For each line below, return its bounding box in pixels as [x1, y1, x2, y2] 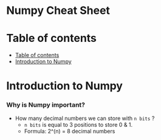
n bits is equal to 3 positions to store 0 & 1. [24, 121, 133, 128]
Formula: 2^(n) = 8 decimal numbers [24, 127, 115, 135]
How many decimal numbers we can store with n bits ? [15, 115, 155, 122]
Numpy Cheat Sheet [6, 4, 111, 18]
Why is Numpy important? [6, 101, 85, 109]
